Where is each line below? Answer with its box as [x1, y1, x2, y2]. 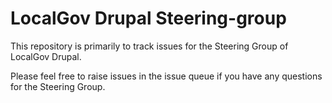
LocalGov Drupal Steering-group [10, 7, 287, 30]
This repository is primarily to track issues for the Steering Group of [10, 40, 289, 52]
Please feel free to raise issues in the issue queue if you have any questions [10, 70, 323, 82]
